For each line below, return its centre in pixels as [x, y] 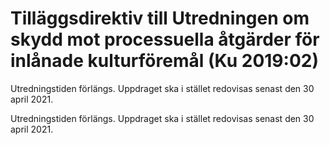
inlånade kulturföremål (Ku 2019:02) [164, 61]
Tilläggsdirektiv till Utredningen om [160, 18]
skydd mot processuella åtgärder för [165, 39]
